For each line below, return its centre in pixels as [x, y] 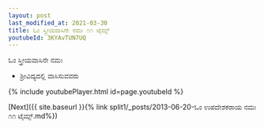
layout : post [30, 15]
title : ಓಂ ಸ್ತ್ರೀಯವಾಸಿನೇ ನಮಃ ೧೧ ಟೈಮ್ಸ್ [59, 30]
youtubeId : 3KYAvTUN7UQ [47, 38]
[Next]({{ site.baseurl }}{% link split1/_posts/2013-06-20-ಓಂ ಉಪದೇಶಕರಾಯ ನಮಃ [132, 107]
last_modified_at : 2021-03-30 [58, 23]
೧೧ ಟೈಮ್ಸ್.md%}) [33, 116]
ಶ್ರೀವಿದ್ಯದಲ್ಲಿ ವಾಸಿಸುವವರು [49, 76]
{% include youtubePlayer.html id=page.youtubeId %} [96, 92]
